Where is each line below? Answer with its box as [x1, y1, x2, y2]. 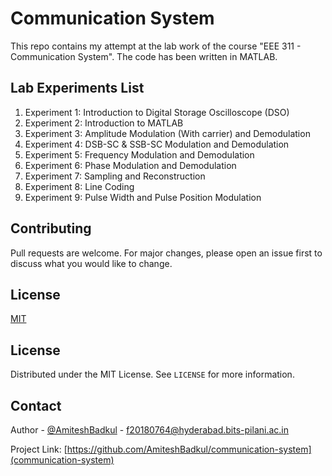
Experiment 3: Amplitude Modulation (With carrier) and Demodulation [24, 127, 311, 139]
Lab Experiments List [10, 80, 145, 97]
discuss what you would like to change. [10, 257, 173, 269]
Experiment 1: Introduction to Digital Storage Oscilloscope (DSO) [24, 106, 290, 118]
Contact [10, 397, 62, 414]
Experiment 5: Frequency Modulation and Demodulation [24, 148, 255, 161]
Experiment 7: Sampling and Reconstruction [24, 170, 206, 182]
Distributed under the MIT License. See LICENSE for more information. [10, 368, 295, 381]
